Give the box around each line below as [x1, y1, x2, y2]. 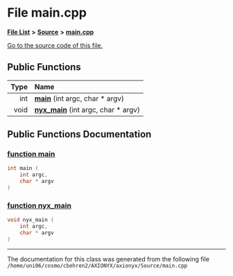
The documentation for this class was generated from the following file [7, 255, 210, 263]
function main [7, 149, 55, 159]
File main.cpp [7, 5, 87, 21]
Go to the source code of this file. [7, 41, 103, 49]
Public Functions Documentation [7, 128, 152, 140]
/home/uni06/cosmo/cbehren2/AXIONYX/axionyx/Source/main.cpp [7, 262, 188, 269]
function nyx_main [7, 200, 71, 210]
